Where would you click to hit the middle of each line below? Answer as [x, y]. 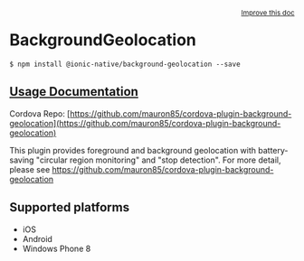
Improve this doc [268, 13]
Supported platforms [69, 207]
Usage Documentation [74, 92]
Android [37, 238]
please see [30, 169]
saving [22, 160]
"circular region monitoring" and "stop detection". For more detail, [159, 160]
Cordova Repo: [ [40, 113]
